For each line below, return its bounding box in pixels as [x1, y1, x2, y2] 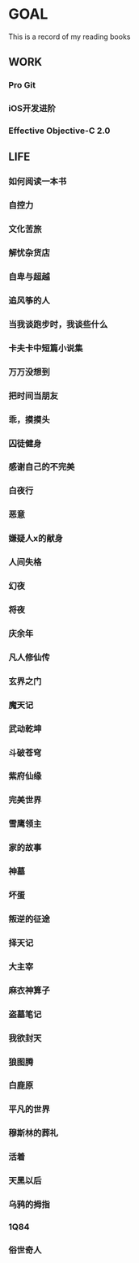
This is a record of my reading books [8, 32, 131, 41]
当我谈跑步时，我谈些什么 [8, 318, 108, 329]
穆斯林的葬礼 [8, 1128, 59, 1139]
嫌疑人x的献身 [8, 533, 63, 544]
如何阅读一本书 [8, 176, 67, 187]
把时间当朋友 [8, 390, 59, 402]
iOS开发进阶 [8, 103, 57, 114]
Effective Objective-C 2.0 [8, 125, 111, 136]
